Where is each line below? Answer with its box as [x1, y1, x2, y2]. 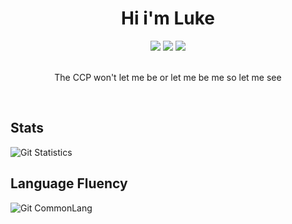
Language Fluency [10, 175, 128, 192]
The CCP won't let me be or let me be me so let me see [54, 71, 282, 83]
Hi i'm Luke [121, 7, 215, 30]
